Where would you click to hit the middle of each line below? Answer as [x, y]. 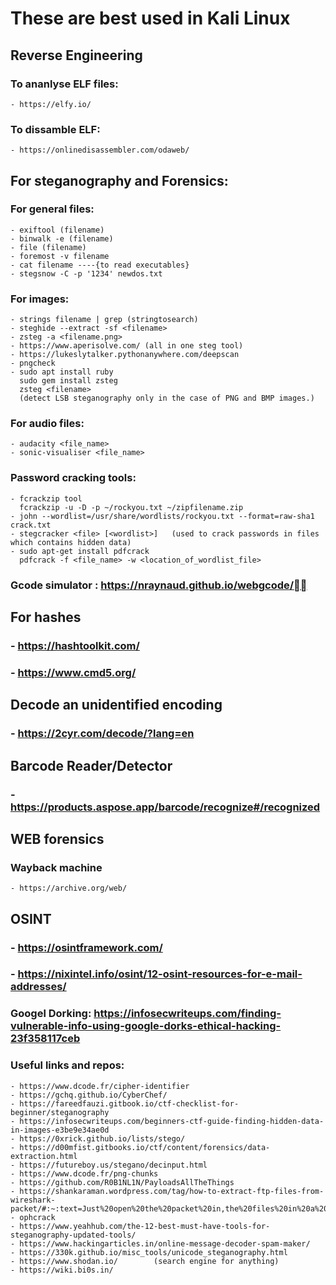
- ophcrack [33, 1217]
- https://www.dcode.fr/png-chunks [84, 1173]
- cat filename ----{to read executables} [100, 265]
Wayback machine [56, 867]
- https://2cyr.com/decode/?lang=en [102, 734]
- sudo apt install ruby [62, 372]
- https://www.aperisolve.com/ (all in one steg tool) [127, 346]
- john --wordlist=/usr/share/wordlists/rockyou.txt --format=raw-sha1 [162, 516]
